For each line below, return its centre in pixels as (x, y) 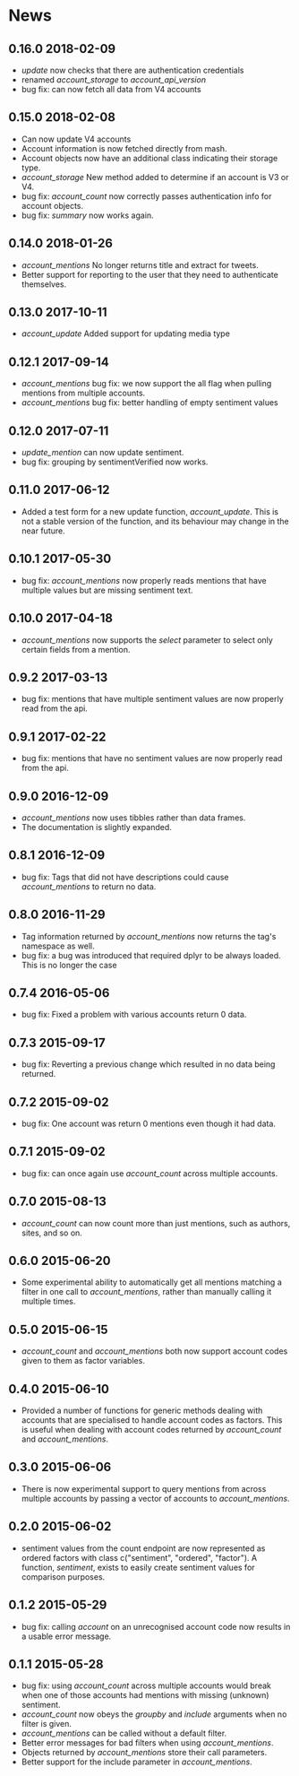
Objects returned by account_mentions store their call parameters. (144, 1753)
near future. (43, 531)
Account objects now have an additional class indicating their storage (149, 158)
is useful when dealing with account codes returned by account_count (151, 1430)
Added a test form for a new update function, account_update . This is (150, 511)
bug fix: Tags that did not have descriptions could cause (125, 877)
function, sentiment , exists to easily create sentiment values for (138, 1567)
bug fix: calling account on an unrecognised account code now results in (156, 1626)
